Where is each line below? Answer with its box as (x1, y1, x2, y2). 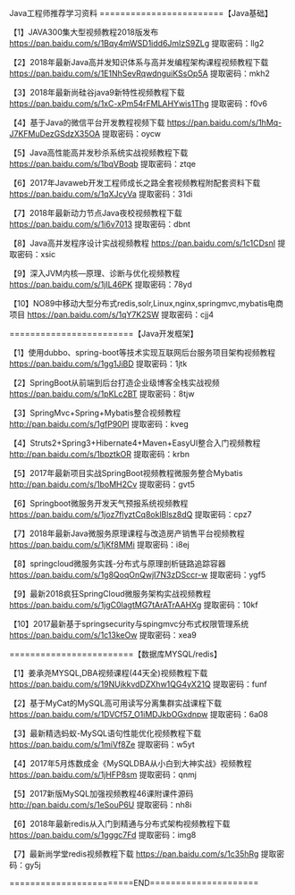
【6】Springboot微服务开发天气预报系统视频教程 (9, 498, 189, 508)
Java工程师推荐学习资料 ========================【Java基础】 (9, 8, 273, 18)
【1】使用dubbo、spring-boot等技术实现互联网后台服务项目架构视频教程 (9, 347, 276, 357)
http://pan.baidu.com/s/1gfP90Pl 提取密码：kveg (9, 419, 190, 429)
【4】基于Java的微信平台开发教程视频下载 (9, 117, 165, 128)
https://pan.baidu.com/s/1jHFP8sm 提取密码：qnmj (9, 769, 197, 780)
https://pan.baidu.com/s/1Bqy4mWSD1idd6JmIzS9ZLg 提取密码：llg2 (9, 38, 265, 48)
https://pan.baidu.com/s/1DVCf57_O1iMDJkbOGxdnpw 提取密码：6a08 (9, 709, 269, 719)
